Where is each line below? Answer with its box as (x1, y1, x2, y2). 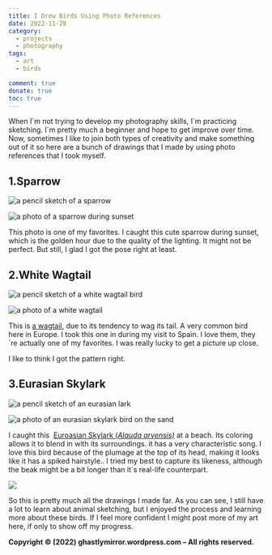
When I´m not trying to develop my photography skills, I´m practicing (8, 117, 237, 126)
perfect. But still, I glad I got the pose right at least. (8, 245, 177, 254)
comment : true (8, 79, 57, 88)
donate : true (8, 87, 53, 95)
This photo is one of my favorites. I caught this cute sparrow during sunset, (8, 228, 259, 237)
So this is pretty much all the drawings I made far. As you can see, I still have (8, 495, 264, 505)
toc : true (8, 94, 42, 102)
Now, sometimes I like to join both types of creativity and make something (8, 134, 255, 143)
